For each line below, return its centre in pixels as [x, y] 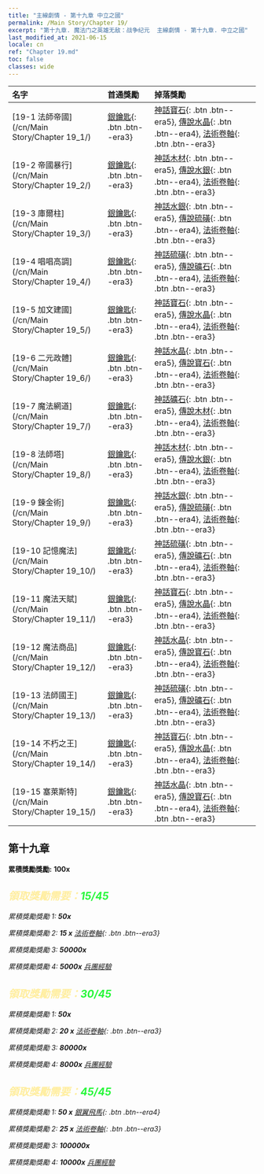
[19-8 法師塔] [38, 454]
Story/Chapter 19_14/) [54, 763]
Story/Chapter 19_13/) [54, 715]
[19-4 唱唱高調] [42, 261]
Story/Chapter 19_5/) [52, 330]
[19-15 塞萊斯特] [45, 792]
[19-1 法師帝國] [42, 116]
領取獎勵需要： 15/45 [59, 896]
